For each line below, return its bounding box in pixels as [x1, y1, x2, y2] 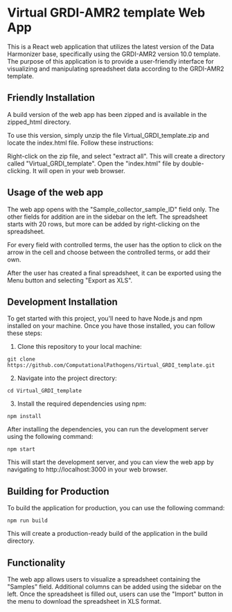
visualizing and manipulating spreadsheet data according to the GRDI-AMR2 [7, 64, 224, 73]
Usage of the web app [7, 187, 104, 199]
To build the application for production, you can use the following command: [7, 504, 225, 512]
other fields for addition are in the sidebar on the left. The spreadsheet [7, 213, 208, 221]
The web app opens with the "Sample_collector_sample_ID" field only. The [7, 205, 220, 213]
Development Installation [7, 296, 118, 307]
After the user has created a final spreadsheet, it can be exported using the [7, 269, 222, 277]
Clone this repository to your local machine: [17, 343, 142, 351]
